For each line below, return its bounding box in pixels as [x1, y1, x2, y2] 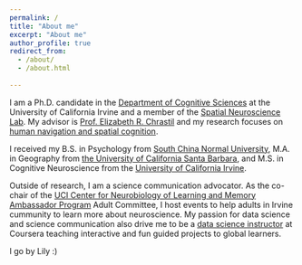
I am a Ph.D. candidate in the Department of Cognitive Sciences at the [9, 97, 270, 108]
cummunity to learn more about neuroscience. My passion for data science [9, 209, 290, 220]
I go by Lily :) [9, 245, 58, 256]
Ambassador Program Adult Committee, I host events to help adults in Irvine [9, 199, 293, 210]
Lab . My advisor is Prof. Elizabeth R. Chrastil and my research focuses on [9, 116, 284, 127]
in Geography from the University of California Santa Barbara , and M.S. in [9, 153, 284, 164]
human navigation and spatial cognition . [9, 126, 159, 137]
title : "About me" [9, 22, 79, 31]
